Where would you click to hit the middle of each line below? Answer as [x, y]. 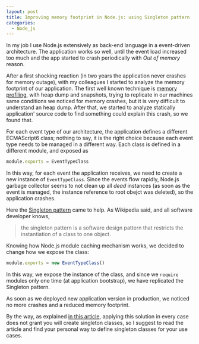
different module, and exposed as [47, 151]
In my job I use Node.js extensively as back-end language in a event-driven [98, 45]
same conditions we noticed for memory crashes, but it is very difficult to [96, 101]
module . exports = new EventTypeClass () [56, 263]
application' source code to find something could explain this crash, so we [97, 114]
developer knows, [28, 216]
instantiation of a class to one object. [66, 234]
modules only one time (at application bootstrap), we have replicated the [95, 281]
